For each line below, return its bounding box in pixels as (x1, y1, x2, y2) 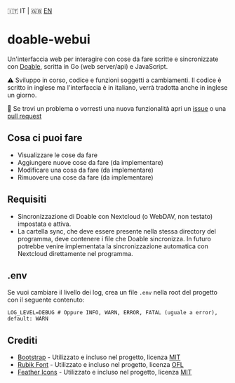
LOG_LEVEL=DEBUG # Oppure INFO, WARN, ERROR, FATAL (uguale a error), (7, 309, 218, 316)
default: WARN (7, 316, 49, 323)
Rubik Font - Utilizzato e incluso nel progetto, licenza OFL (17, 361, 184, 369)
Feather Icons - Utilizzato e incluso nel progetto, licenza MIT (17, 368, 192, 377)
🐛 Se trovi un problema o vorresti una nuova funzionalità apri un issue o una (7, 104, 227, 112)
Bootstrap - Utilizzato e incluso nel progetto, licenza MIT (17, 353, 181, 361)
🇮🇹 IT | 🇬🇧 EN (7, 7, 53, 15)
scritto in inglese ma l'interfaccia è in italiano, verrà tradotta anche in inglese (7, 83, 228, 91)
